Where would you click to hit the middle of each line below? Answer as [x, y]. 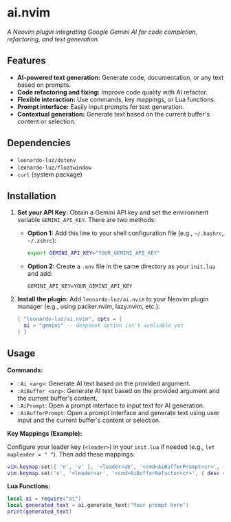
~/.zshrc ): [42, 241]
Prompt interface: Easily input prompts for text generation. [100, 107]
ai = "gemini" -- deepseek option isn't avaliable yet [104, 325]
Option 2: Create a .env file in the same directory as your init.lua [121, 266]
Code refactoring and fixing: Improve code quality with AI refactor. [112, 92]
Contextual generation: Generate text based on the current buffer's [113, 114]
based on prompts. [44, 85]
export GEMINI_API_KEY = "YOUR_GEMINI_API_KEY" [93, 253]
